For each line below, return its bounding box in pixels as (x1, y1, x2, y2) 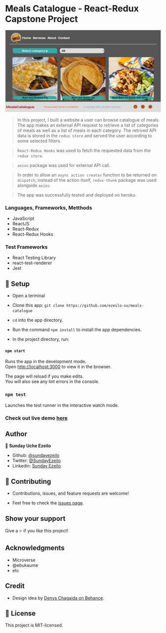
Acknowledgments (5, 544, 65, 552)
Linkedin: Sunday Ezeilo (12, 463, 61, 469)
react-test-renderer (12, 260, 52, 266)
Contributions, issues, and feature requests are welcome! (12, 490, 129, 497)
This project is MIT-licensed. (5, 622, 63, 628)
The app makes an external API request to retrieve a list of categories (17, 122, 159, 128)
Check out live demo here (5, 415, 68, 422)
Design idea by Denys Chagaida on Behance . (12, 595, 105, 601)
